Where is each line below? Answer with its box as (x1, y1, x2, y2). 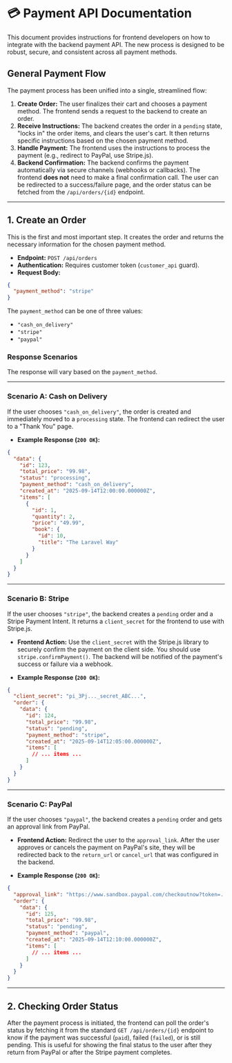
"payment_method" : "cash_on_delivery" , (19, 481, 135, 488)
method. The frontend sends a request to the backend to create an (17, 107, 207, 115)
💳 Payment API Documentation (7, 6, 192, 21)
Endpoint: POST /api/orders (17, 253, 98, 261)
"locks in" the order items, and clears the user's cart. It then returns (17, 129, 210, 137)
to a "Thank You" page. (7, 422, 74, 430)
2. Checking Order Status (7, 1000, 119, 1012)
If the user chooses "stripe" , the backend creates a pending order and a (7, 609, 213, 618)
